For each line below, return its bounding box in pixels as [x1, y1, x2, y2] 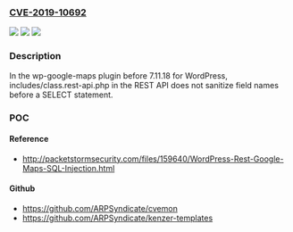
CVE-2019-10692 [9, 6, 87, 19]
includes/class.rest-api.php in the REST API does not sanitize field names [9, 79, 280, 90]
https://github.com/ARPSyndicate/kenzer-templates [21, 212, 213, 223]
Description [9, 50, 62, 62]
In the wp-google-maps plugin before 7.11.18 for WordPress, [9, 70, 228, 81]
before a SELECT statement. [9, 89, 113, 100]
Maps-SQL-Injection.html [21, 162, 115, 173]
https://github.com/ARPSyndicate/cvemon [21, 203, 179, 213]
